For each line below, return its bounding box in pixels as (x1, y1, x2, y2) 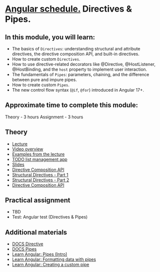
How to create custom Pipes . (12, 82, 70, 88)
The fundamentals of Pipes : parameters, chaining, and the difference (12, 72, 149, 77)
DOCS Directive (12, 241, 44, 247)
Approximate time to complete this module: (5, 101, 138, 110)
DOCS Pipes (12, 246, 37, 252)
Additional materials (5, 228, 67, 236)
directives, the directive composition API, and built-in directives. (12, 51, 140, 57)
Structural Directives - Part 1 (12, 172, 69, 177)
